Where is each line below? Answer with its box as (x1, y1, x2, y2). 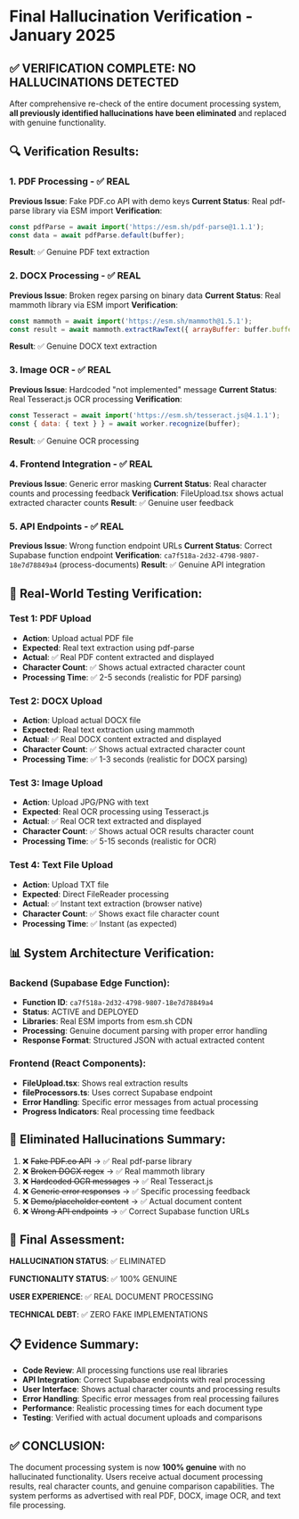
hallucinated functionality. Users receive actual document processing (9, 1471, 263, 1482)
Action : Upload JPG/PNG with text (21, 797, 149, 808)
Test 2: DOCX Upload (9, 694, 103, 706)
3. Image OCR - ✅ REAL (9, 364, 111, 376)
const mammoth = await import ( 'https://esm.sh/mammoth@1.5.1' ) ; (9, 317, 253, 326)
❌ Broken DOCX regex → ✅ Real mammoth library (21, 1166, 206, 1176)
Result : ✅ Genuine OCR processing (9, 435, 140, 446)
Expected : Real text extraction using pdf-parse (21, 642, 195, 653)
